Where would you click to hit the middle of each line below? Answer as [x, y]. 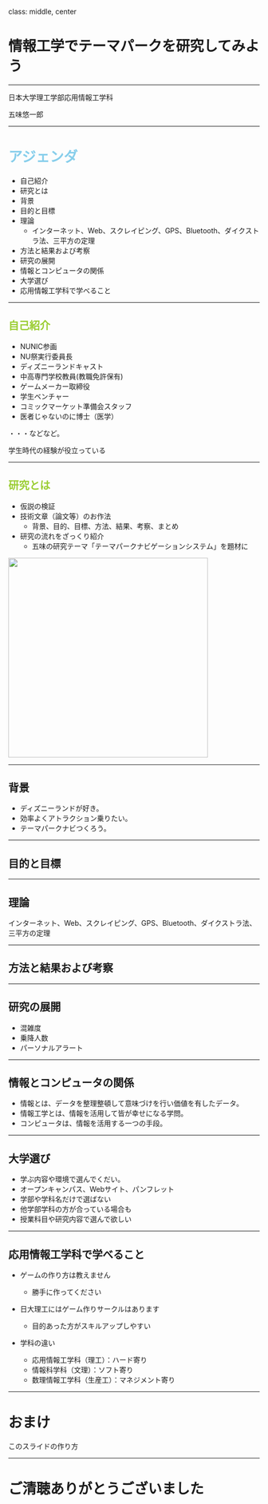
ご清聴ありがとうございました [106, 1489]
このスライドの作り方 [43, 1446]
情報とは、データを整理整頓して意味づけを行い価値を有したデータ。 [131, 1103]
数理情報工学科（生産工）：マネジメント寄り [103, 1380]
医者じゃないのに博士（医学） [69, 416]
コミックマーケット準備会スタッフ [76, 406]
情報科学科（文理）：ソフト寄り [83, 1370]
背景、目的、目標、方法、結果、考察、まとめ [105, 526]
